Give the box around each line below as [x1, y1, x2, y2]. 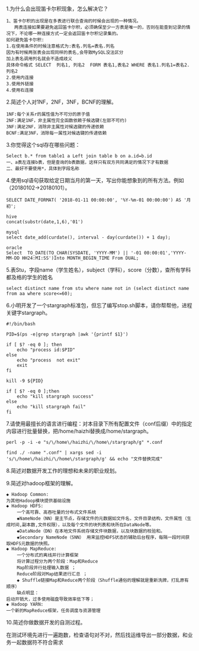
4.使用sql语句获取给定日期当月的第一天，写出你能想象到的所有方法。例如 [6, 177, 184, 183]
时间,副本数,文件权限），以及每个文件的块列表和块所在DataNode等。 [10, 522, 154, 528]
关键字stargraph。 [6, 310, 51, 316]
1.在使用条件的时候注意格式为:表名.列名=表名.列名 [6, 43, 115, 49]
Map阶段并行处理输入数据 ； [17, 565, 76, 571]
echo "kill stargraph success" [17, 394, 94, 399]
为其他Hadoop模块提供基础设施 [6, 498, 71, 504]
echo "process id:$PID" [17, 347, 76, 353]
